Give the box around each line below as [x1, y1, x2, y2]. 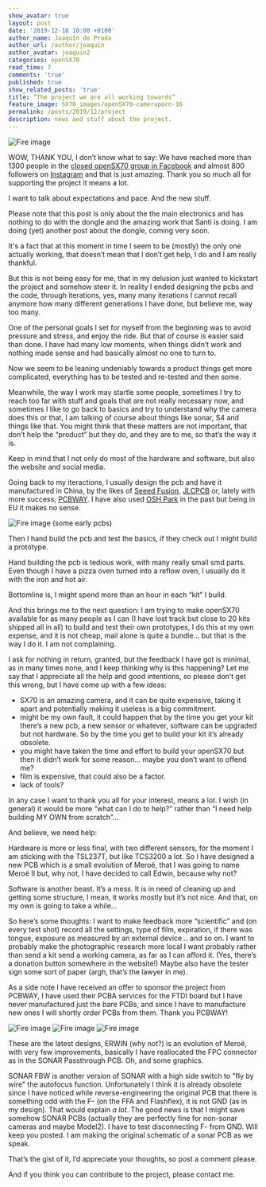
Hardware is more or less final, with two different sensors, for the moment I [8, 843, 254, 853]
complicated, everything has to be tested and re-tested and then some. [8, 372, 241, 381]
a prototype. [8, 542, 49, 552]
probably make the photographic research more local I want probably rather [8, 941, 256, 951]
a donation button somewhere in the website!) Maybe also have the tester [8, 959, 249, 968]
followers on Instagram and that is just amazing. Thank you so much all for [8, 169, 252, 179]
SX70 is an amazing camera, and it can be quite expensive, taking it [19, 695, 241, 705]
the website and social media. [8, 462, 106, 471]
